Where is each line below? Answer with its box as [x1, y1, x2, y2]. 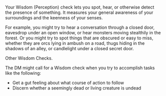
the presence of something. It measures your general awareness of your [5, 9, 154, 15]
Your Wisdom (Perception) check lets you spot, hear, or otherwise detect [5, 4, 155, 10]
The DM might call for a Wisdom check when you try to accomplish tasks [5, 65, 155, 71]
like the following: [5, 70, 41, 76]
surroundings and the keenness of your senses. [5, 15, 103, 20]
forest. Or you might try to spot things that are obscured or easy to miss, [5, 35, 154, 41]
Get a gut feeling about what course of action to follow [12, 80, 124, 86]
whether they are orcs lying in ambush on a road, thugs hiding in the [5, 40, 145, 46]
